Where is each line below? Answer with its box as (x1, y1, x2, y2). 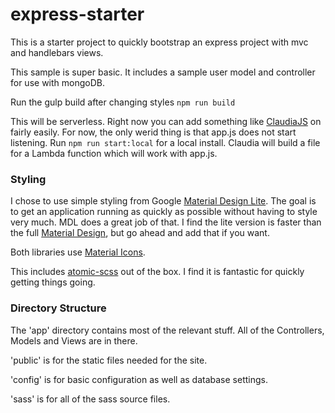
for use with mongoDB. (10, 76, 105, 88)
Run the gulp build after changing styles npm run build (10, 96, 236, 108)
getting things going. (10, 276, 96, 288)
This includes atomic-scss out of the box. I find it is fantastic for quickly (10, 266, 305, 278)
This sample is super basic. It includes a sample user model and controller (10, 66, 316, 78)
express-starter (10, 3, 145, 26)
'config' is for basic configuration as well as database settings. (10, 373, 268, 385)
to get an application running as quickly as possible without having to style (10, 206, 318, 218)
